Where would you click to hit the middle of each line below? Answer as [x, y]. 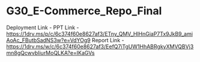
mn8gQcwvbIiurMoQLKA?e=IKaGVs [50, 52]
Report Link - [108, 40]
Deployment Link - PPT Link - [43, 27]
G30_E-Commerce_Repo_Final [84, 11]
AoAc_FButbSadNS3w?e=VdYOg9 [49, 40]
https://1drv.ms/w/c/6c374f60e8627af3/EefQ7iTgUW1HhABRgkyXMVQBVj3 [100, 46]
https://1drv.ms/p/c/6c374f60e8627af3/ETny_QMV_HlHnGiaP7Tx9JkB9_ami [100, 33]
